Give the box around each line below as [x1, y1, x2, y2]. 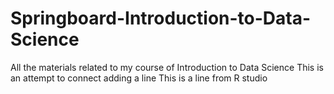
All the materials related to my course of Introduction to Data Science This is [10, 61, 324, 73]
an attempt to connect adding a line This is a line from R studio [10, 72, 268, 84]
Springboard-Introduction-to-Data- [10, 7, 312, 30]
